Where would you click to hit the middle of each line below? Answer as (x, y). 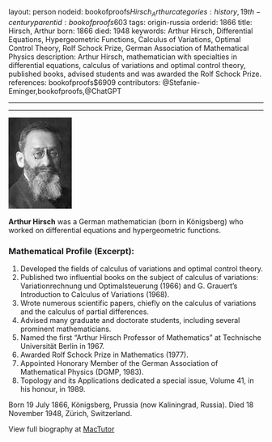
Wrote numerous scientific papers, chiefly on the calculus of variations (138, 304)
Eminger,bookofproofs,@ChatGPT (65, 91)
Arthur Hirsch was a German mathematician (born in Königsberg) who (126, 221)
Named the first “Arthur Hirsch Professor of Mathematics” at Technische (140, 338)
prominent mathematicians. (66, 329)
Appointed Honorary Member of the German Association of (119, 363)
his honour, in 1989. (53, 389)
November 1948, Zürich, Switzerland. (70, 414)
